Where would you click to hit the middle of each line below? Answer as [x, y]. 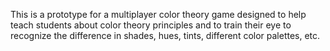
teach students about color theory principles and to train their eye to [151, 25]
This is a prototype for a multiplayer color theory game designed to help [158, 14]
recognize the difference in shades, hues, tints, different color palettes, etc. [165, 35]
